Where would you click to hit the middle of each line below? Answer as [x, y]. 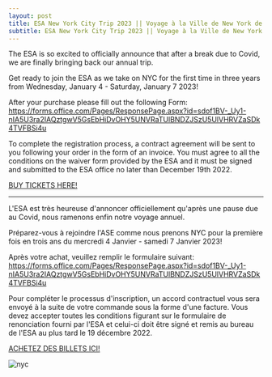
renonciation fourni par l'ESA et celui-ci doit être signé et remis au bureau [131, 324]
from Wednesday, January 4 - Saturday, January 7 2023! [104, 87]
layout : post [30, 16]
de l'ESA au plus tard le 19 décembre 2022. [81, 333]
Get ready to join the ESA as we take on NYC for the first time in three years [134, 78]
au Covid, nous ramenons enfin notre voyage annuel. [97, 217]
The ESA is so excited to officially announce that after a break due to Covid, [134, 54]
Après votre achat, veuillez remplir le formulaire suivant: [101, 257]
